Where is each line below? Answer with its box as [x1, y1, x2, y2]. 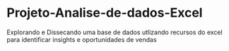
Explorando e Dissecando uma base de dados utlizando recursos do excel [6, 28, 223, 36]
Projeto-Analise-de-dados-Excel [6, 5, 203, 21]
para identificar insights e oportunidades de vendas [6, 35, 157, 43]
